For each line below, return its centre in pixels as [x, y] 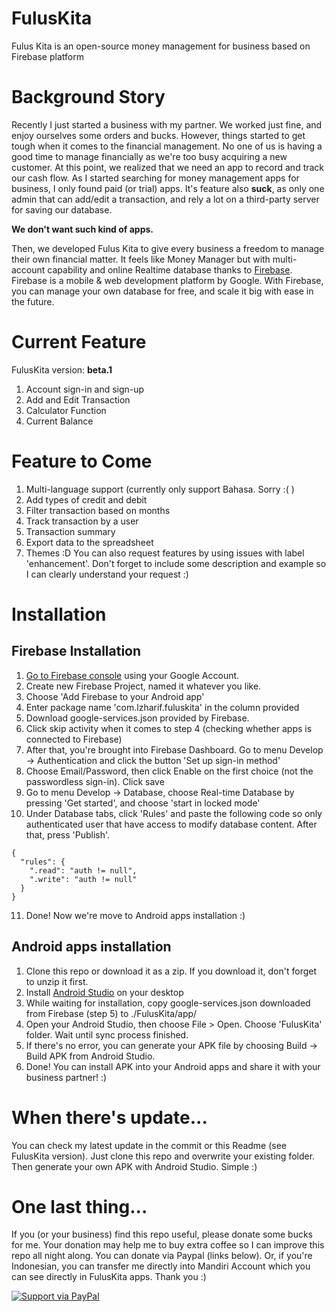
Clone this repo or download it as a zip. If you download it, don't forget [171, 971]
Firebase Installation [76, 651]
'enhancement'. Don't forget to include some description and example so [176, 563]
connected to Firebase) [74, 739]
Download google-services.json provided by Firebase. [137, 718]
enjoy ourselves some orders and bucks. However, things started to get [158, 135]
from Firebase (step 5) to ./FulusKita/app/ [111, 1013]
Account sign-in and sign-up [85, 389]
